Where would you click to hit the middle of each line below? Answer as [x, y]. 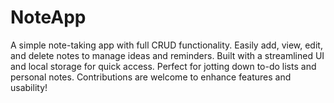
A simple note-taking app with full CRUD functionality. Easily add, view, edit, [166, 45]
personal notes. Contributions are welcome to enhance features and [151, 77]
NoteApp [48, 17]
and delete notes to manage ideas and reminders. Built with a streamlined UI [167, 55]
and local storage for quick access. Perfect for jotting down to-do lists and [163, 66]
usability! [29, 87]
